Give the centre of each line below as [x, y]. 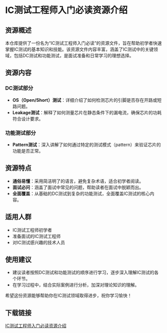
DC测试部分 [19, 88]
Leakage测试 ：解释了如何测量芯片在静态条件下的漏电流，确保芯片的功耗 [87, 112]
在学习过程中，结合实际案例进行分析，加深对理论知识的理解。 [76, 285]
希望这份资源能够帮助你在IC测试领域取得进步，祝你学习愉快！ [69, 296]
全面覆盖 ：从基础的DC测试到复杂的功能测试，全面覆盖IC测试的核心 [81, 193]
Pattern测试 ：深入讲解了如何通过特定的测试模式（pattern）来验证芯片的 [86, 145]
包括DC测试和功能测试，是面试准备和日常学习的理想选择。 [74, 56]
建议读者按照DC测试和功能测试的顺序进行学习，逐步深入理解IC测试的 [83, 273]
